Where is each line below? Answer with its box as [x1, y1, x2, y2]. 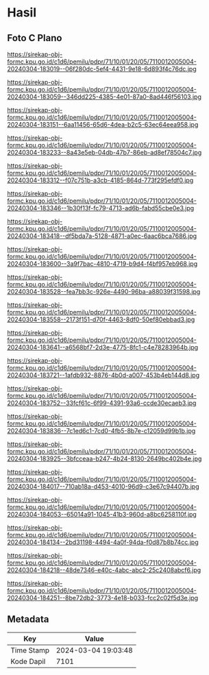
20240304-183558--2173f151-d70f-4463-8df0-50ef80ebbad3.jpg [7, 315, 195, 323]
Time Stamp [10, 646, 50, 655]
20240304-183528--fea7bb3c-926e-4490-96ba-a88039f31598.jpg [7, 288, 201, 295]
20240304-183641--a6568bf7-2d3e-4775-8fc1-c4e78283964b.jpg [7, 343, 199, 351]
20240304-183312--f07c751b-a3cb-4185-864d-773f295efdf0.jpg [7, 176, 194, 184]
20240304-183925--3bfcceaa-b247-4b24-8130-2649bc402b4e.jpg [7, 454, 202, 463]
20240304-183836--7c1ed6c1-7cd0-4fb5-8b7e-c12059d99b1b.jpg [7, 427, 196, 434]
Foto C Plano [7, 32, 62, 44]
